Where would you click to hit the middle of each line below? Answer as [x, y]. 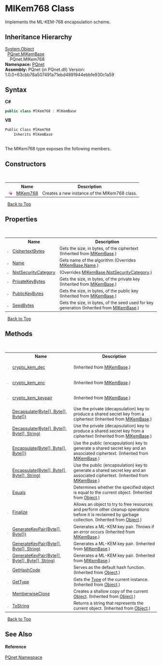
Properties [21, 219]
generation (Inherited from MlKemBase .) [99, 308]
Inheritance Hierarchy [39, 37]
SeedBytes [23, 305]
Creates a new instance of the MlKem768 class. [90, 193]
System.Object [20, 49]
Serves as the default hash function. [109, 568]
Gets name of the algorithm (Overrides [98, 260]
